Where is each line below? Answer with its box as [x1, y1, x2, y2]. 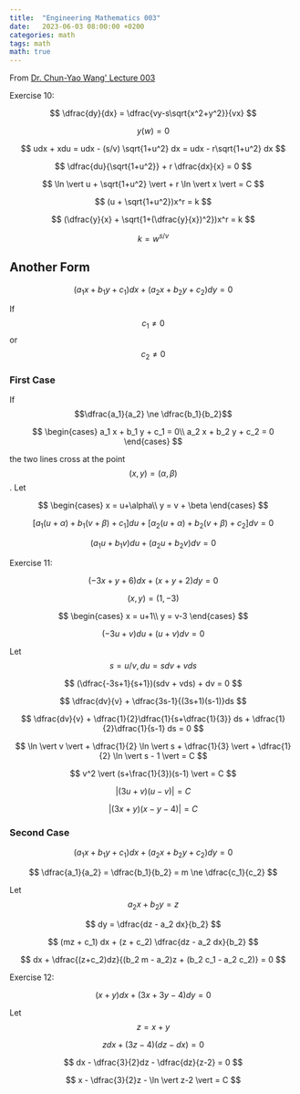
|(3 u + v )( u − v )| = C [115, 785, 191, 796]
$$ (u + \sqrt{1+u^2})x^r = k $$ [94, 196, 212, 207]
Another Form [9, 259, 90, 275]
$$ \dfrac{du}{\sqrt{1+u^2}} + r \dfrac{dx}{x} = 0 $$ [54, 161, 253, 172]
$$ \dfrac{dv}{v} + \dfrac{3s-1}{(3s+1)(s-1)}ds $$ [59, 695, 247, 706]
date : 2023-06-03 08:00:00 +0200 [9, 22, 145, 31]
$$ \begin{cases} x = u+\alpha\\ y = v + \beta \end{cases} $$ [37, 500, 269, 511]
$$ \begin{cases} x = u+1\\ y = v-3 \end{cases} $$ [57, 610, 249, 621]
